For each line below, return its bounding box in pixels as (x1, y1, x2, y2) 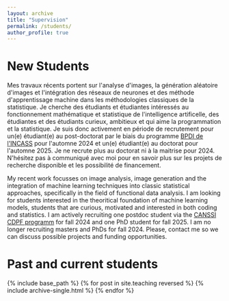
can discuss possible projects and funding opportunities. (7, 233, 167, 241)
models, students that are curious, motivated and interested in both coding (7, 203, 217, 212)
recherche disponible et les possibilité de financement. (7, 161, 162, 170)
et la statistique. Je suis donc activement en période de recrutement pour (7, 125, 214, 133)
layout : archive (7, 10, 53, 17)
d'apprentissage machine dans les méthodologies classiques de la (7, 96, 195, 104)
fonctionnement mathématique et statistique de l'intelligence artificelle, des (7, 110, 219, 118)
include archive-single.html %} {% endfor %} (7, 287, 135, 295)
